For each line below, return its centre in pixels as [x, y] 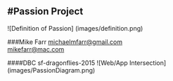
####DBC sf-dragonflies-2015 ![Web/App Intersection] [87, 63]
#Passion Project [45, 12]
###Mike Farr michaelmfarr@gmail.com [65, 42]
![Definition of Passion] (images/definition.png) [75, 28]
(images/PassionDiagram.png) [51, 70]
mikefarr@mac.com [36, 49]
